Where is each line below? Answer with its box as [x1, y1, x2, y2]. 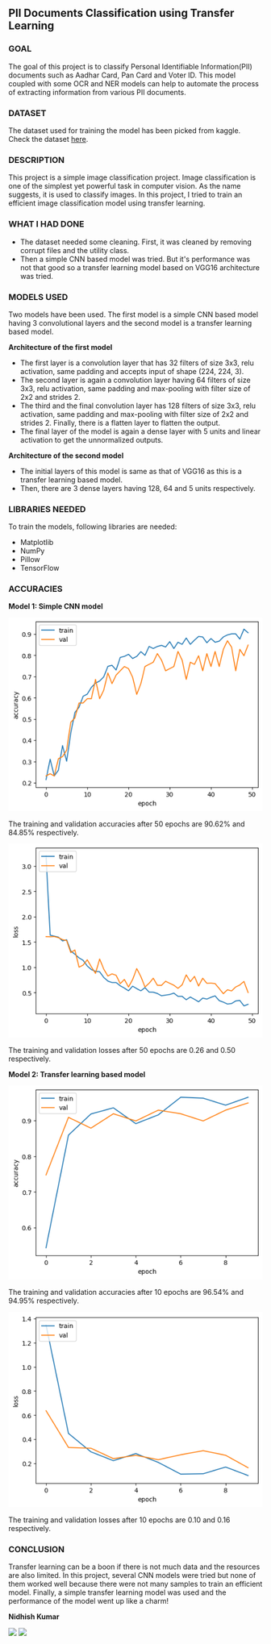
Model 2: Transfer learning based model [8, 1070, 146, 1080]
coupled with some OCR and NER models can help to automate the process [8, 78, 260, 88]
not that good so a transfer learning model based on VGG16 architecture [19, 262, 261, 273]
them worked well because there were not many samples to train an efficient [8, 1579, 263, 1589]
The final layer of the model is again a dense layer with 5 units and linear [19, 427, 261, 436]
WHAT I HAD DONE [8, 219, 85, 230]
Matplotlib [19, 538, 54, 547]
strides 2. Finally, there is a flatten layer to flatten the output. [19, 418, 220, 427]
